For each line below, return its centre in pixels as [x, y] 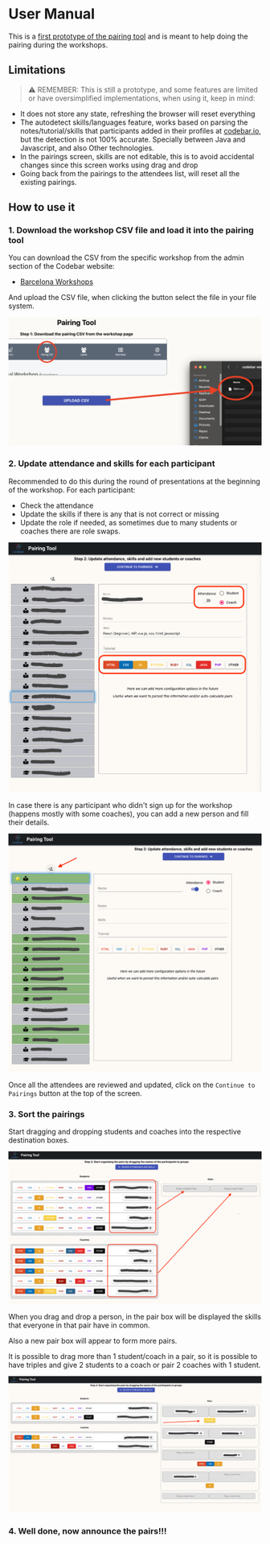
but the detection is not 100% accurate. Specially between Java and [133, 139]
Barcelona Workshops [57, 282]
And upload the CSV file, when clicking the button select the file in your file [133, 298]
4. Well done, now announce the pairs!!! [88, 1531]
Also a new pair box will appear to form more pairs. [93, 1341]
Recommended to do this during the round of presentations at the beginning [135, 481]
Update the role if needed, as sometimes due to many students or [129, 522]
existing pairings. [48, 182]
